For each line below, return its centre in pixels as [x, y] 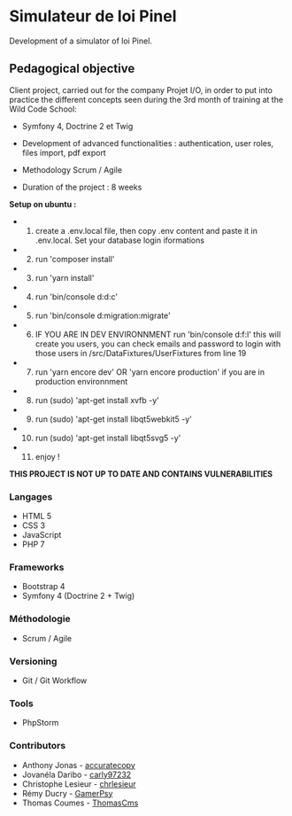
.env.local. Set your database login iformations [120, 240]
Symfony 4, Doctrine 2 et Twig [77, 126]
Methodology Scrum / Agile [72, 169]
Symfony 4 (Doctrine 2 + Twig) [78, 596]
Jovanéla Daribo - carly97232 [77, 774]
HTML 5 [37, 517]
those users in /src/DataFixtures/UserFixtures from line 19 [141, 353]
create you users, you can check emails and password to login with [158, 344]
